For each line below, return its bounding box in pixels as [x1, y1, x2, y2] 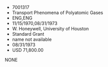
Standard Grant [12, 31, 44, 37]
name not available [12, 36, 52, 42]
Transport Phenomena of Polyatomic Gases [12, 10, 103, 16]
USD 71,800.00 [12, 47, 44, 53]
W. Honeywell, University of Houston [12, 26, 89, 32]
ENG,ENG [12, 15, 32, 21]
